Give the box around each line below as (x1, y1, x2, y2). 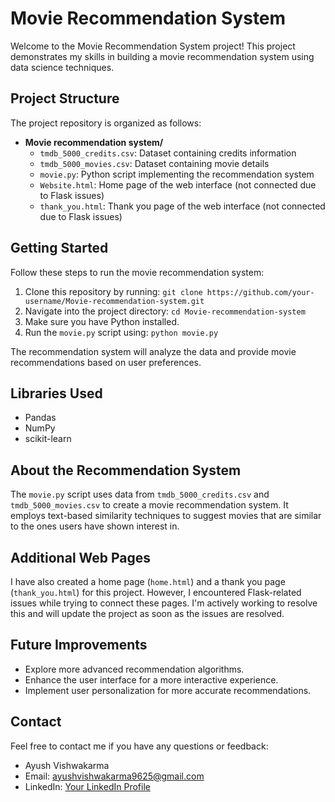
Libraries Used (10, 385, 103, 402)
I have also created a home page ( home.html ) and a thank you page (10, 576, 286, 587)
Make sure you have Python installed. (24, 315, 180, 327)
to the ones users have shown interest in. (10, 520, 180, 532)
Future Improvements (10, 637, 148, 654)
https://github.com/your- (206, 287, 315, 297)
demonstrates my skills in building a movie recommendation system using (10, 50, 315, 62)
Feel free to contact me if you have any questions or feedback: (10, 740, 269, 752)
